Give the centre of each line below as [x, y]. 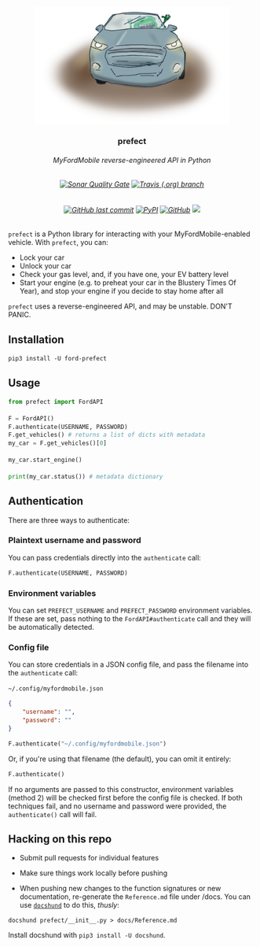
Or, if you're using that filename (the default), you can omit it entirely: [120, 759]
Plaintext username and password [75, 540]
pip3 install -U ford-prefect [58, 359]
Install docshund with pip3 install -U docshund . [87, 935]
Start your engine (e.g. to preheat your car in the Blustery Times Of [128, 283]
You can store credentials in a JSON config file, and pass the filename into [128, 664]
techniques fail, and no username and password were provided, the [117, 806]
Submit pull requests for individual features [89, 858]
